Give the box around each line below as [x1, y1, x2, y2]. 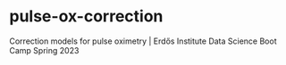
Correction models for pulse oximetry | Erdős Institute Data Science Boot [9, 36, 277, 46]
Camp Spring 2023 [9, 45, 80, 55]
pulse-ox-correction [9, 6, 164, 27]
